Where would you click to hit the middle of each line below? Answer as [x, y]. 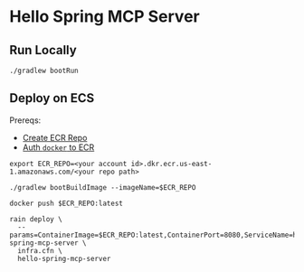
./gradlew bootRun [44, 70]
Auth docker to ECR [58, 147]
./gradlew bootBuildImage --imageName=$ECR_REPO [103, 187]
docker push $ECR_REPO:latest [66, 203]
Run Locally [43, 50]
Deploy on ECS [52, 98]
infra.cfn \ [40, 250]
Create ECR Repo [55, 137]
